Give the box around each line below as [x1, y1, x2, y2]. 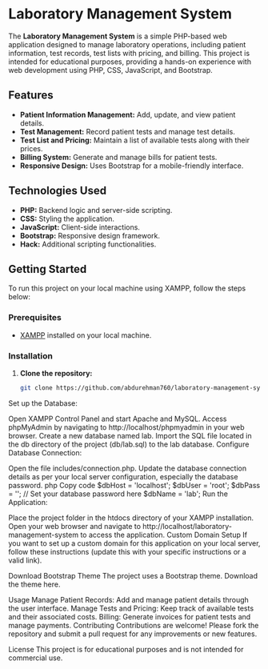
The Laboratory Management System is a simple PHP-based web [8, 31, 228, 41]
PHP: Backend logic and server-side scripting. [19, 205, 173, 214]
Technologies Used [8, 184, 106, 198]
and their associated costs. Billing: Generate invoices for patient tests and [8, 611, 251, 621]
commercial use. [8, 653, 63, 663]
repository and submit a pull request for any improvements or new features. [8, 629, 258, 639]
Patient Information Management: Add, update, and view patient [19, 110, 236, 119]
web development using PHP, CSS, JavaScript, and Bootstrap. [8, 65, 214, 74]
